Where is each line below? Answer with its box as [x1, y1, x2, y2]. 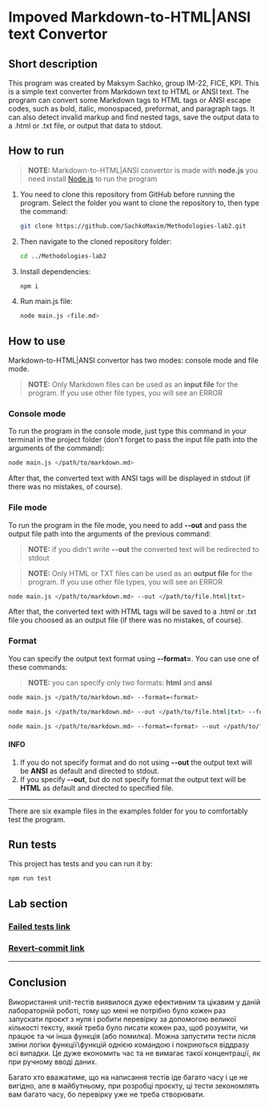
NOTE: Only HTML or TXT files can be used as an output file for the [27, 568, 253, 578]
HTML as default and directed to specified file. [19, 783, 175, 793]
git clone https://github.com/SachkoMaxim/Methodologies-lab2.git [19, 221, 247, 230]
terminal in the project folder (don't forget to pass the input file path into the [8, 435, 258, 444]
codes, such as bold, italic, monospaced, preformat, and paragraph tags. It [8, 104, 255, 113]
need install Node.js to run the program [27, 173, 158, 184]
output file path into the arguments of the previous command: [8, 529, 211, 538]
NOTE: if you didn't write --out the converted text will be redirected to [27, 544, 259, 553]
